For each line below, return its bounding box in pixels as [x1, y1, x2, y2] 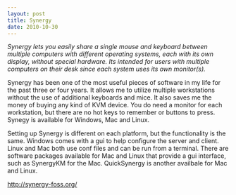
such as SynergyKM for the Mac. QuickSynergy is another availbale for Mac [7, 159, 228, 168]
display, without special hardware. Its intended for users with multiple [7, 58, 210, 66]
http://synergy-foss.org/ [7, 180, 77, 189]
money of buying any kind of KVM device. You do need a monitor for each [7, 101, 223, 109]
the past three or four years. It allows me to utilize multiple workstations [7, 86, 215, 95]
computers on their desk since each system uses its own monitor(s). [7, 65, 206, 74]
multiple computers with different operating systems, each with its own [7, 50, 213, 58]
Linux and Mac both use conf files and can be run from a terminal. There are [7, 144, 229, 153]
